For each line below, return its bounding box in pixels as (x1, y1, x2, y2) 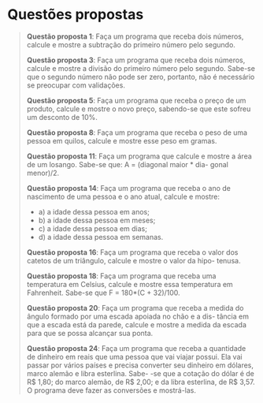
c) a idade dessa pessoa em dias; (38, 223, 147, 233)
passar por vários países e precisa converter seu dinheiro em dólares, (26, 360, 254, 370)
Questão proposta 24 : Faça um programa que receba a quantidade (26, 343, 246, 353)
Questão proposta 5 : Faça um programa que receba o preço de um (26, 95, 246, 105)
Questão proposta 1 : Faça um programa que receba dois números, (26, 32, 244, 41)
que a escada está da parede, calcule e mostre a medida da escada (26, 319, 247, 329)
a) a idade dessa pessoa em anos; (38, 207, 150, 216)
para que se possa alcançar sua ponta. (26, 328, 154, 338)
